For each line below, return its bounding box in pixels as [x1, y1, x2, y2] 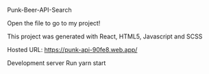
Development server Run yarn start [7, 59, 106, 67]
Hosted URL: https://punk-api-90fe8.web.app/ [7, 46, 138, 53]
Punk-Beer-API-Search [7, 6, 72, 14]
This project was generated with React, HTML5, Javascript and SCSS [7, 32, 203, 40]
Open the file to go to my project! [7, 19, 101, 27]
